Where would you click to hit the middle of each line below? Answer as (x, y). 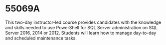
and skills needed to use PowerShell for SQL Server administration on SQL (82, 27)
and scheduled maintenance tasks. (41, 38)
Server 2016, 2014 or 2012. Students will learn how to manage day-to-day (81, 33)
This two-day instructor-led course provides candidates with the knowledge (83, 22)
